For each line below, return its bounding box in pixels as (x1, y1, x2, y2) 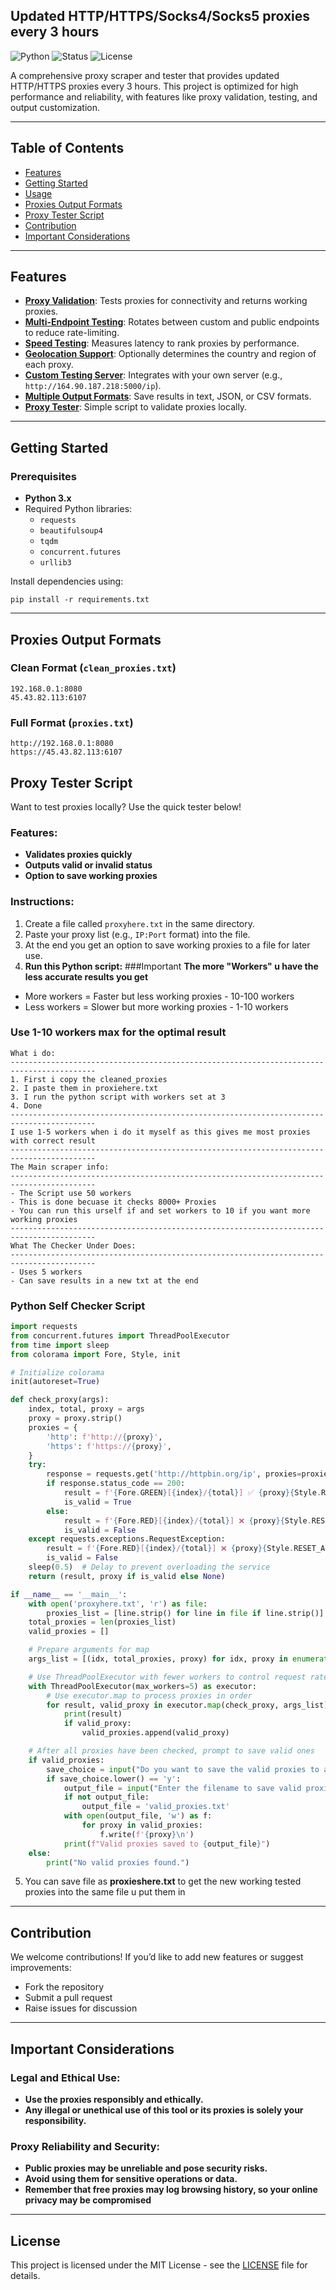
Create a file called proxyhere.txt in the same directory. (24, 917, 256, 929)
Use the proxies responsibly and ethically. (24, 2093, 204, 2105)
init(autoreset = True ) (10, 1377, 101, 1387)
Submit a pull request (24, 1992, 113, 2004)
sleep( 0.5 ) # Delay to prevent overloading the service (28, 1562, 271, 1573)
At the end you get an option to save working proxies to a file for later (24, 939, 311, 951)
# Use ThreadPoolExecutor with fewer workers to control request (28, 1672, 307, 1682)
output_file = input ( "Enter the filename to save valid (63, 1783, 302, 1793)
